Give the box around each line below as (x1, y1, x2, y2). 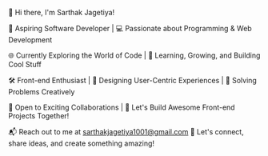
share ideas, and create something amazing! (8, 138, 154, 148)
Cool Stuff (8, 60, 42, 69)
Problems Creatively (8, 87, 75, 96)
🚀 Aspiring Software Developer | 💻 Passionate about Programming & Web (8, 24, 252, 33)
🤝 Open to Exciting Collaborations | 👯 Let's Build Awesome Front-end (8, 102, 235, 112)
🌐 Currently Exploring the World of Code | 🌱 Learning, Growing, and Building (8, 50, 261, 60)
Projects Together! (8, 111, 70, 120)
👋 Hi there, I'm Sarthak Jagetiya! (8, 8, 115, 17)
